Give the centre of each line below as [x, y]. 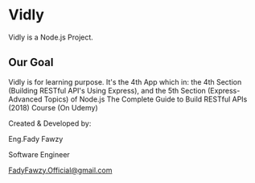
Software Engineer [39, 154]
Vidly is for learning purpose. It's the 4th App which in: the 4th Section [125, 81]
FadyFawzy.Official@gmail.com [60, 170]
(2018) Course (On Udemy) [53, 107]
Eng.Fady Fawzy [36, 139]
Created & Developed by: [50, 123]
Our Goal [31, 62]
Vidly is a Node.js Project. [51, 37]
